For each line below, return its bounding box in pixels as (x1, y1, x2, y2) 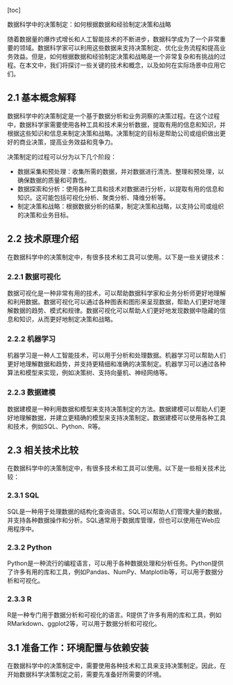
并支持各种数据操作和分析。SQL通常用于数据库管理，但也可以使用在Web (7, 515, 215, 524)
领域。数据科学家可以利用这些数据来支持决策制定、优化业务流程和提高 (19, 44, 220, 51)
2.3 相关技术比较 (7, 444, 79, 456)
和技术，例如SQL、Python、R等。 (7, 422, 105, 430)
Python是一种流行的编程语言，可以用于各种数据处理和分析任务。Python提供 (7, 559, 224, 567)
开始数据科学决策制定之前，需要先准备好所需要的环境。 (7, 670, 165, 679)
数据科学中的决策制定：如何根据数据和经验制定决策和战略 (7, 20, 171, 28)
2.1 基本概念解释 (7, 92, 76, 104)
